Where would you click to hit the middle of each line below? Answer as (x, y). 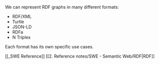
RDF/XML (22, 16)
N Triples (21, 37)
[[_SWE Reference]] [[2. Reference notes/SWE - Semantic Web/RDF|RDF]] (80, 56)
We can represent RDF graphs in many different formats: (62, 7)
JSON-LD (22, 27)
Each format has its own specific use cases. (49, 47)
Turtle (18, 22)
